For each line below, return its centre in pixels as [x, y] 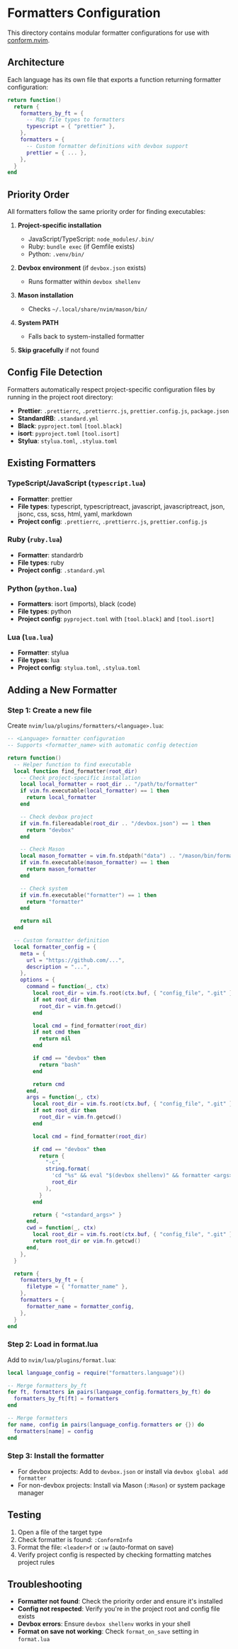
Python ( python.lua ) [42, 588]
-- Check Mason [42, 849]
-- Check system [44, 888]
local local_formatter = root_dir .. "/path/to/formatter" [109, 784]
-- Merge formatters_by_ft [47, 1385]
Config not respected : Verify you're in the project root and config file [119, 1609]
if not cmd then [57, 1032]
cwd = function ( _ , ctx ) [61, 1228]
